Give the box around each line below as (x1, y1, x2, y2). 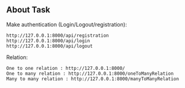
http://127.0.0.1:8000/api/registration (6, 33, 110, 39)
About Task (6, 5, 51, 15)
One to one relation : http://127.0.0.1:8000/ (6, 65, 125, 71)
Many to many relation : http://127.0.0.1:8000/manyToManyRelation (6, 75, 180, 82)
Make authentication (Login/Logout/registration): (6, 20, 127, 28)
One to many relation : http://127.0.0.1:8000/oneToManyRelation (6, 71, 174, 77)
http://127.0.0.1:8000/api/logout (6, 43, 93, 49)
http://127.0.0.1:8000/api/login (6, 37, 90, 44)
